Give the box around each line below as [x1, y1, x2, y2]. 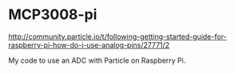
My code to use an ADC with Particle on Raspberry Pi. [8, 56, 186, 65]
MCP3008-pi [8, 6, 98, 24]
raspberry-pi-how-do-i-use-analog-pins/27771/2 [8, 40, 170, 49]
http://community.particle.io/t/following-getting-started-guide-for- [8, 32, 227, 41]
